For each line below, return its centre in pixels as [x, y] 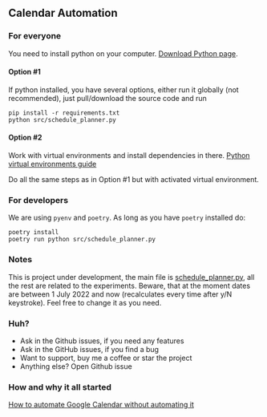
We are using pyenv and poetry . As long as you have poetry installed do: [127, 218]
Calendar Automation [63, 13]
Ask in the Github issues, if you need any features [102, 341]
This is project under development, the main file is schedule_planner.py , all [131, 277]
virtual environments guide [53, 164]
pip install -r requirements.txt [64, 113]
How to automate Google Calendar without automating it [101, 405]
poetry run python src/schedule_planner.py [82, 240]
